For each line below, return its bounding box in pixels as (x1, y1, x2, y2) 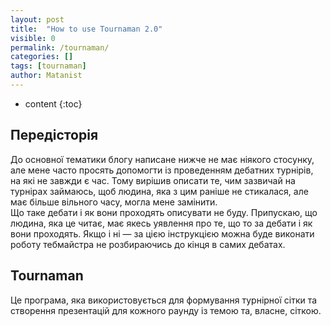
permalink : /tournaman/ (10, 42, 110, 53)
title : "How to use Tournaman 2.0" (10, 24, 163, 34)
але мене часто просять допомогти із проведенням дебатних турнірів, (10, 164, 314, 176)
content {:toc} (24, 97, 83, 110)
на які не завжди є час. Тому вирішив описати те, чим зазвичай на (10, 174, 296, 186)
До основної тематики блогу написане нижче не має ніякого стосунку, (10, 153, 315, 165)
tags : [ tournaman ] (10, 61, 87, 71)
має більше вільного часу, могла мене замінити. (10, 196, 218, 208)
